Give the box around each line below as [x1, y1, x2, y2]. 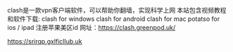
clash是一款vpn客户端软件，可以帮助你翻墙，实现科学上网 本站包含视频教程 [7, 6, 227, 14]
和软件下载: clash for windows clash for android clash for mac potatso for [7, 15, 220, 23]
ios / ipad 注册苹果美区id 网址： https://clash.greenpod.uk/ [7, 24, 176, 31]
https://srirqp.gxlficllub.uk [7, 37, 82, 45]
